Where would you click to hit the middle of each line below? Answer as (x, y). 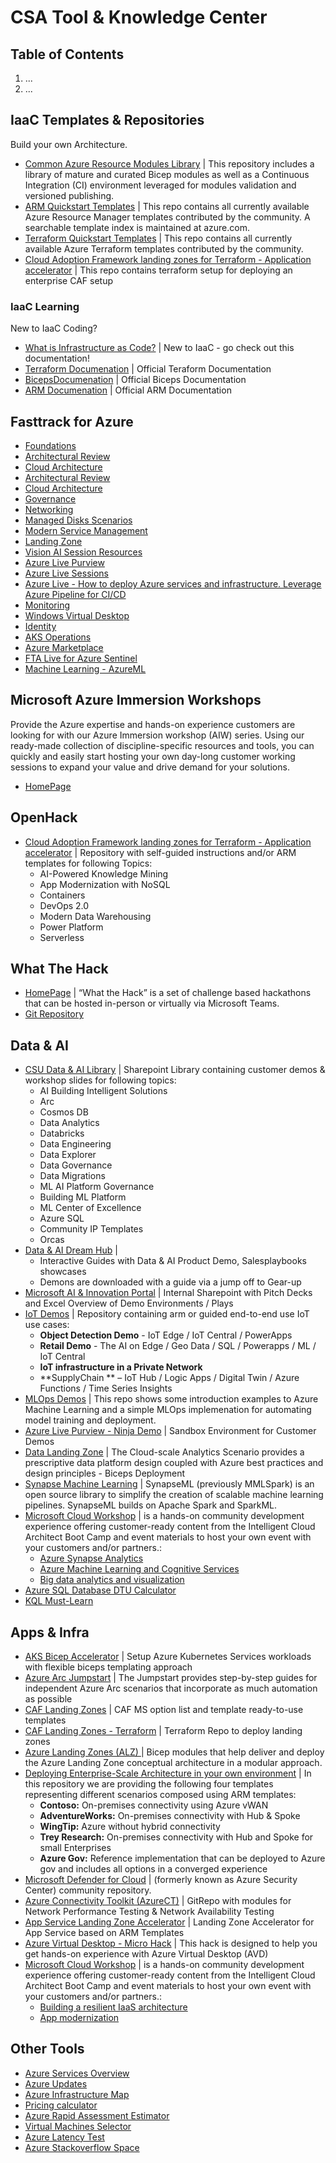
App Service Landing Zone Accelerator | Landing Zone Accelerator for (169, 1922)
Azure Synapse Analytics (91, 1558)
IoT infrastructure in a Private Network (121, 1367)
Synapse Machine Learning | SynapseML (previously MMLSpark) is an (169, 1484)
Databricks (62, 1133)
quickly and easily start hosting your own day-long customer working (153, 756)
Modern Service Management (86, 530)
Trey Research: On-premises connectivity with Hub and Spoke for (176, 1837)
